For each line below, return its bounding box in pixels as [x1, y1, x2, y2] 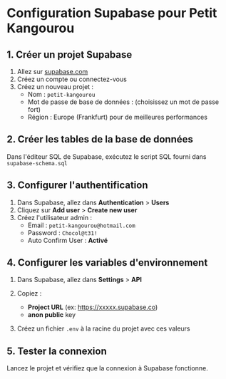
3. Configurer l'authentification [6, 180, 148, 192]
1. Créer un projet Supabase [6, 48, 133, 61]
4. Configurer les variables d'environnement [6, 256, 208, 269]
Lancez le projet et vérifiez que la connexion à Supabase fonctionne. [6, 364, 208, 373]
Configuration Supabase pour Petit [6, 5, 217, 21]
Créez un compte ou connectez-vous [16, 75, 128, 83]
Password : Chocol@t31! [27, 228, 98, 237]
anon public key [27, 311, 76, 319]
